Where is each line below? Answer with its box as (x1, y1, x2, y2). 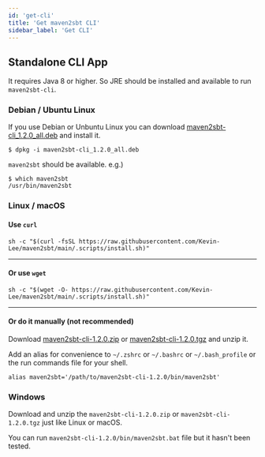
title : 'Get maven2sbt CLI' (8, 19, 101, 27)
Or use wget (8, 268, 47, 278)
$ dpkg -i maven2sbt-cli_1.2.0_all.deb (8, 146, 140, 154)
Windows (8, 391, 46, 403)
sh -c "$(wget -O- (8, 286, 69, 294)
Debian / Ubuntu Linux (8, 104, 96, 115)
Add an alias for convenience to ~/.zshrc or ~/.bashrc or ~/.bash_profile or (8, 350, 256, 359)
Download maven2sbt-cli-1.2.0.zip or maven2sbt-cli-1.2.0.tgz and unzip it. (8, 335, 248, 344)
